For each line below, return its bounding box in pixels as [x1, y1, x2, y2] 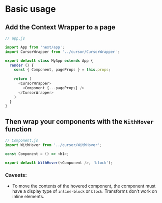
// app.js [5, 36, 26, 41]
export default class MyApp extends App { [5, 58, 93, 63]
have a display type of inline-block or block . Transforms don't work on [12, 188, 157, 194]
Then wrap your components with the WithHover [5, 117, 154, 126]
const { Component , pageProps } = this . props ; [14, 67, 111, 72]
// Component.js [5, 138, 38, 143]
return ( [14, 76, 32, 81]
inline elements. [12, 193, 44, 199]
